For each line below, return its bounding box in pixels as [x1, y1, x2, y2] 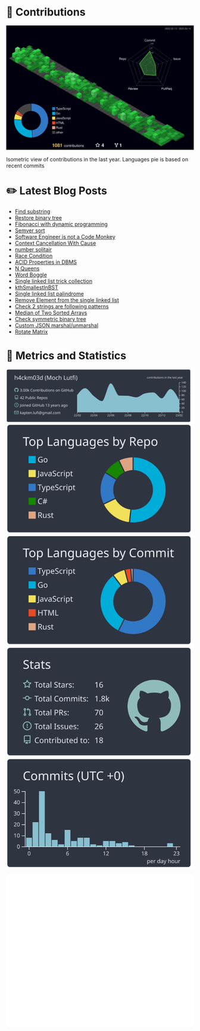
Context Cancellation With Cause [14, 239, 96, 247]
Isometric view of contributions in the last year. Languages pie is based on [6, 156, 189, 163]
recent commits [6, 162, 45, 169]
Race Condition [14, 253, 53, 260]
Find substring [14, 208, 51, 215]
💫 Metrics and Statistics [6, 349, 127, 363]
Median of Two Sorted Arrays [14, 309, 87, 316]
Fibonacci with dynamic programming [14, 220, 108, 228]
